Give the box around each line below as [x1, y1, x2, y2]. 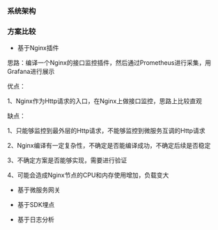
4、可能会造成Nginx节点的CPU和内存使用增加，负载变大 [7, 171, 169, 179]
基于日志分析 [17, 215, 54, 224]
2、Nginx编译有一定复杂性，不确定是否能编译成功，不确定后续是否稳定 [7, 141, 211, 150]
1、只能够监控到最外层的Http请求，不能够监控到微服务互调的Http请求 [7, 127, 205, 135]
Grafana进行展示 [7, 68, 55, 76]
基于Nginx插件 [17, 44, 59, 52]
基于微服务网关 [17, 186, 61, 194]
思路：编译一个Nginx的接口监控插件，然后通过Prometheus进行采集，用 [7, 59, 211, 67]
